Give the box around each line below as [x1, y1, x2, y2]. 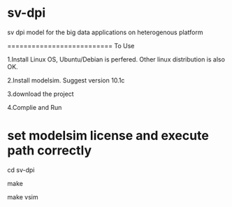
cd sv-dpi [7, 166, 35, 174]
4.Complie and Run [7, 103, 62, 111]
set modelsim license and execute [7, 128, 210, 144]
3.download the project [7, 90, 75, 98]
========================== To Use [7, 41, 135, 50]
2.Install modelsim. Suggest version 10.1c [7, 76, 125, 85]
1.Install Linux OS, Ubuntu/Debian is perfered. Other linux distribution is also [7, 55, 226, 64]
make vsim [7, 192, 38, 201]
